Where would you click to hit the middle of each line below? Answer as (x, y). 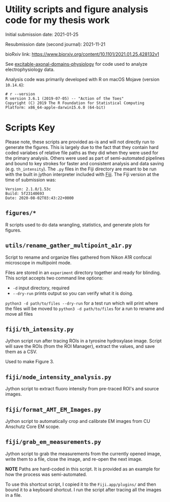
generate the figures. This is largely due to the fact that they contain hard (82, 147)
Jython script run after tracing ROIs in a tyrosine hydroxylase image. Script (83, 341)
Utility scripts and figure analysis (77, 9)
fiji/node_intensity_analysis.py (59, 377)
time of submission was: (31, 180)
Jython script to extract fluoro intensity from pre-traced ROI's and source (82, 389)
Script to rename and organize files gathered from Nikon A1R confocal (78, 257)
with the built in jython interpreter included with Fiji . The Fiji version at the (82, 174)
